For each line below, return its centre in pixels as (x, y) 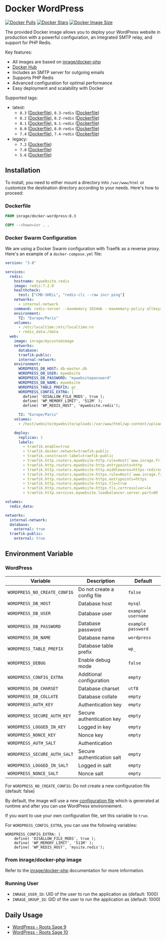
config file (90, 595)
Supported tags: (21, 98)
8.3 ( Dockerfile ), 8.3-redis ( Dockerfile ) (60, 113)
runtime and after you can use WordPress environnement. (64, 806)
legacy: (20, 139)
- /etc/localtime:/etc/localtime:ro (56, 327)
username (138, 616)
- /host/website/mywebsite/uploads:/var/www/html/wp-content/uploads (91, 424)
